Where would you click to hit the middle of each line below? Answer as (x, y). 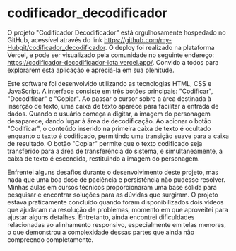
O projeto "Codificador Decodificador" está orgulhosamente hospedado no (117, 32)
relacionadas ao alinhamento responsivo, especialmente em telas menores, (117, 224)
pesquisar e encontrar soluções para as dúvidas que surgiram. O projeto (113, 195)
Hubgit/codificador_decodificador (57, 47)
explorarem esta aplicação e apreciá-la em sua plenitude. (91, 70)
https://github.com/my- (137, 39)
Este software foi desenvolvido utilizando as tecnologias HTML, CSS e (110, 83)
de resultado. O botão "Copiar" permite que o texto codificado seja (105, 143)
